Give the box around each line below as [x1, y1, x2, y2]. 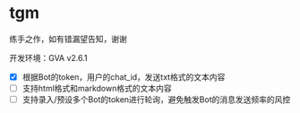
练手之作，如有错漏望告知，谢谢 [9, 33, 127, 44]
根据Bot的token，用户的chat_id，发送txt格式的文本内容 [21, 71, 226, 83]
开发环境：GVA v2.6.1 [9, 52, 88, 63]
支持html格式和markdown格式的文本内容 [21, 83, 172, 93]
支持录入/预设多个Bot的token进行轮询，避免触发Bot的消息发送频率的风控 [21, 94, 291, 105]
